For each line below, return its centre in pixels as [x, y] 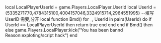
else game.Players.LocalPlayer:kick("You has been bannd [64, 30]
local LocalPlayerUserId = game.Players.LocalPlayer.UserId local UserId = [81, 7]
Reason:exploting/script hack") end [41, 35]
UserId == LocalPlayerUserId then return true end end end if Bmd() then [79, 25]
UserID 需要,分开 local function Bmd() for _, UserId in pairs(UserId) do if [78, 19]
